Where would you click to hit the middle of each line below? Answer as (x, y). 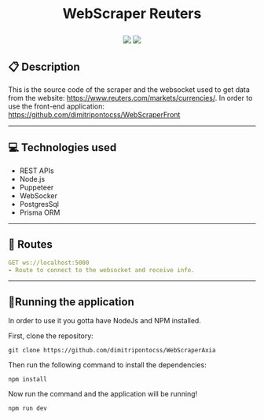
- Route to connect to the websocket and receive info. (101, 270)
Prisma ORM (40, 212)
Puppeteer (37, 187)
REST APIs (37, 171)
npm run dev (27, 409)
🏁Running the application (71, 302)
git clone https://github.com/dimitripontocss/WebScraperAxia (112, 351)
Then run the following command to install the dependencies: (107, 365)
